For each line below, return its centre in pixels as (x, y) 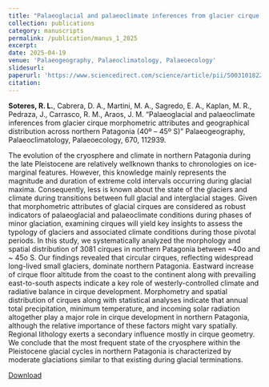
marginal (23, 172)
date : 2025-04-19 (37, 53)
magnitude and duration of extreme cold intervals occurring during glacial (130, 180)
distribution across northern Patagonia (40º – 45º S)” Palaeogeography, (127, 131)
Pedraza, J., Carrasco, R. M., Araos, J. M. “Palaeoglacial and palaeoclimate (132, 114)
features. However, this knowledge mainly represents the (132, 172)
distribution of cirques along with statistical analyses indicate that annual (128, 300)
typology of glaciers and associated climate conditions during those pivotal (132, 232)
